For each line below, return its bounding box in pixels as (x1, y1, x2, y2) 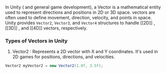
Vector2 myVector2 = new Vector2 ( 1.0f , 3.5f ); (5, 64, 103, 69)
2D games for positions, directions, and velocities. (12, 54, 115, 60)
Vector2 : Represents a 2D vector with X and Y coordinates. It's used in (12, 49, 158, 55)
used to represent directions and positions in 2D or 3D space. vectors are (5, 9, 156, 15)
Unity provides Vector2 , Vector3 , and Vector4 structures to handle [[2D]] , (5, 20, 155, 26)
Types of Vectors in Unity (5, 37, 68, 44)
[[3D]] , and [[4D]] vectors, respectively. (5, 25, 88, 31)
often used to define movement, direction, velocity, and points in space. (5, 15, 152, 20)
